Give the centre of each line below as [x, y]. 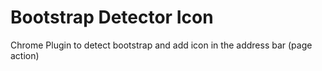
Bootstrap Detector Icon [112, 17]
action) [25, 55]
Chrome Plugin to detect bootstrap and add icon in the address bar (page [161, 45]
